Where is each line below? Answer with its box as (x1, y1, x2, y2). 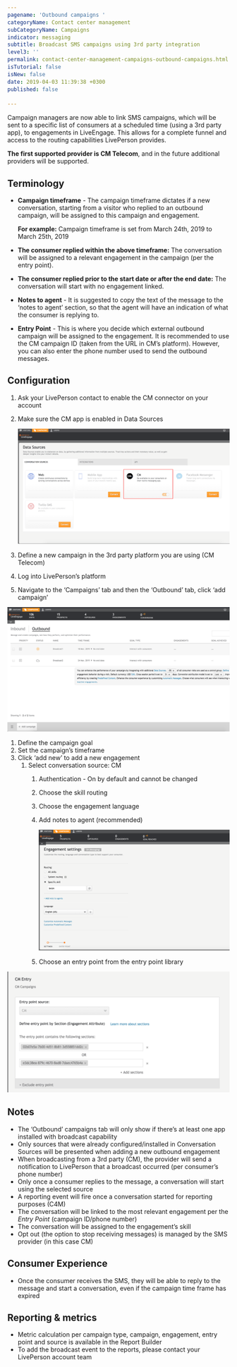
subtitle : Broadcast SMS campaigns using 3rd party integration (7, 41, 200, 49)
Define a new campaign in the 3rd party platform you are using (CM (17, 551, 214, 560)
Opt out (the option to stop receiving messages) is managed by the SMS (17, 1230, 228, 1238)
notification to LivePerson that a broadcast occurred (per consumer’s (17, 1162, 219, 1170)
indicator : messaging (7, 34, 71, 41)
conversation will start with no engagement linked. (17, 282, 164, 290)
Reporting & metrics (7, 1311, 97, 1323)
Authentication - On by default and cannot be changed (38, 775, 198, 783)
